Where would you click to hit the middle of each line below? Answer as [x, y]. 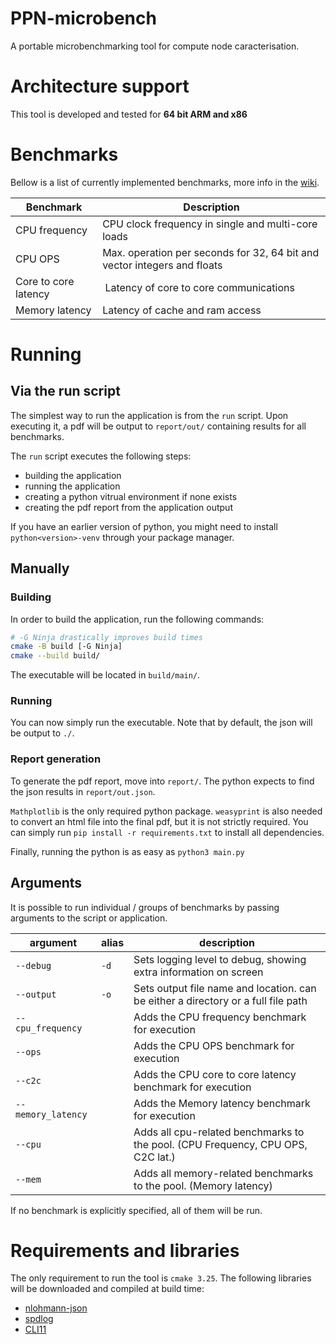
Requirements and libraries [125, 1250]
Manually [40, 568]
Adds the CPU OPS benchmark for [214, 1045]
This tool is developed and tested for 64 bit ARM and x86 [129, 114]
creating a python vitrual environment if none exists [131, 496]
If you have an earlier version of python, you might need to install [144, 526]
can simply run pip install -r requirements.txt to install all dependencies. [167, 832]
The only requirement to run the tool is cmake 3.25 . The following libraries [161, 1278]
